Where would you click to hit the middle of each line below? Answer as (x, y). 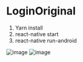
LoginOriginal (41, 11)
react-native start (37, 34)
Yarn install (29, 28)
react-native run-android (46, 40)
